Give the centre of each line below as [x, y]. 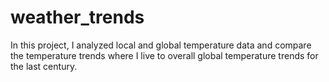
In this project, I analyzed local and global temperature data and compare [161, 45]
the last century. [44, 66]
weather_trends [77, 17]
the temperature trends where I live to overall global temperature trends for [164, 55]
